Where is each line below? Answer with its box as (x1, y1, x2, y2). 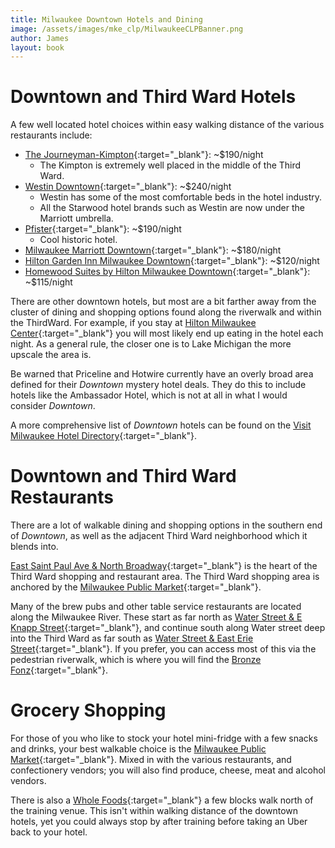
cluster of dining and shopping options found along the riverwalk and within (10, 306, 322, 318)
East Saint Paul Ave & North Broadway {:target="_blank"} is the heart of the (10, 560, 318, 572)
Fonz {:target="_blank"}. (10, 664, 108, 676)
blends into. (10, 541, 59, 553)
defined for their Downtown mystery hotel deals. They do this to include (10, 379, 307, 391)
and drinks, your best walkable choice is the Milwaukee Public (10, 743, 267, 755)
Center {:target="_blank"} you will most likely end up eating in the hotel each (10, 327, 324, 340)
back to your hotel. (10, 826, 88, 838)
